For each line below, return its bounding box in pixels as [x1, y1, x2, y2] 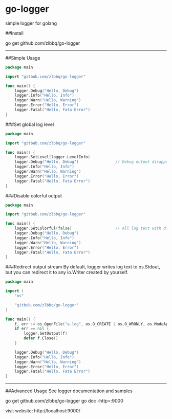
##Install [5, 30, 24, 36]
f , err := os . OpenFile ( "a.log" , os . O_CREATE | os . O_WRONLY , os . [14, 321, 155, 326]
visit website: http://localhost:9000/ [5, 408, 81, 414]
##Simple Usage [5, 54, 40, 61]
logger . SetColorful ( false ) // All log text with [14, 226, 161, 231]
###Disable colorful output [5, 192, 62, 198]
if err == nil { [14, 326, 50, 332]
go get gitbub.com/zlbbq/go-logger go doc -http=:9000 [5, 398, 124, 404]
